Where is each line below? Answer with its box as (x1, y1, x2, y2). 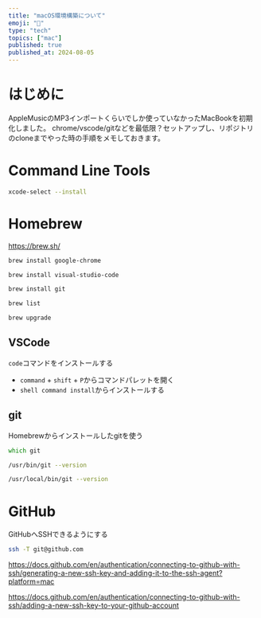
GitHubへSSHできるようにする (8, 530, 108, 539)
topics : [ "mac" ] (8, 33, 62, 42)
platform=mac (8, 577, 55, 586)
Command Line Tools (8, 162, 151, 180)
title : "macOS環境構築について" (8, 11, 106, 20)
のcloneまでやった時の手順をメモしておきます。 (8, 133, 165, 143)
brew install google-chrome (8, 256, 102, 264)
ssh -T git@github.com (8, 546, 84, 553)
